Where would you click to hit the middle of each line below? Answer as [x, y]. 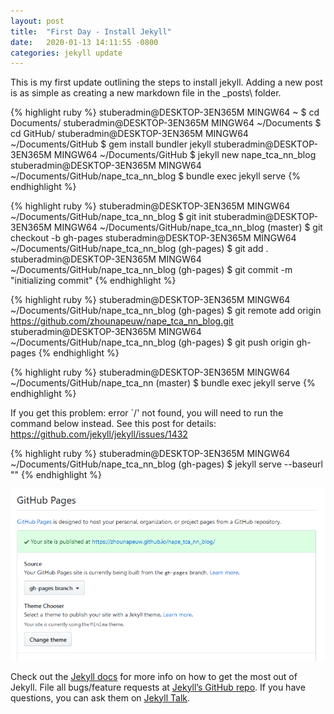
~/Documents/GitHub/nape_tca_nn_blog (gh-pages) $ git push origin [152, 342]
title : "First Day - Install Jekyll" [91, 31]
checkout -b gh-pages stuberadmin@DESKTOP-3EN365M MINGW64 [153, 238]
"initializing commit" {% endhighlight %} [93, 281]
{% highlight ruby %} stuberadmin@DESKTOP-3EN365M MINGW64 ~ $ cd [165, 112]
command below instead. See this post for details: [113, 424]
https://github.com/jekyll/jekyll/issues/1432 [99, 434]
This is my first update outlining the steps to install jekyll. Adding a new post [166, 82]
